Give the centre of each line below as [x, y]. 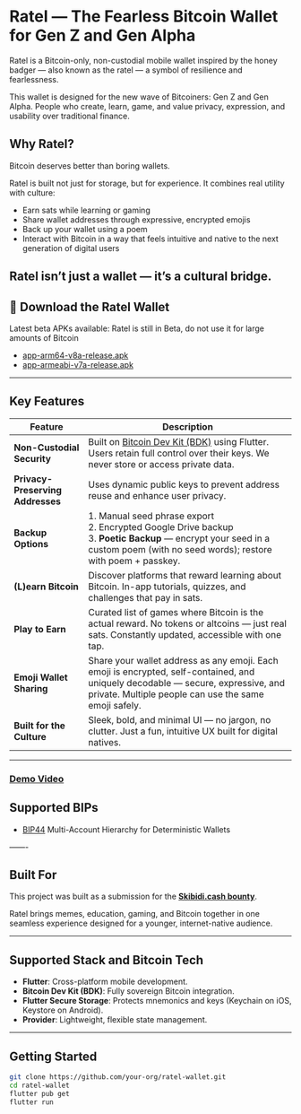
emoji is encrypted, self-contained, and [172, 672]
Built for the [39, 726]
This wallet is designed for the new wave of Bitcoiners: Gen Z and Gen [139, 97]
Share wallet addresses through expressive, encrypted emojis [136, 219]
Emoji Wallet [41, 677]
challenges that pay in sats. [146, 597]
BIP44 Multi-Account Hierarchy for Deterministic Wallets [126, 829]
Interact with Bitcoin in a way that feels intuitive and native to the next [150, 239]
